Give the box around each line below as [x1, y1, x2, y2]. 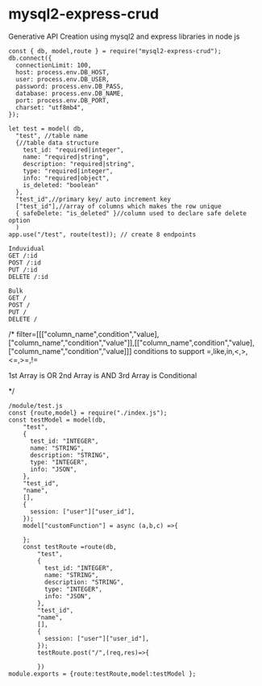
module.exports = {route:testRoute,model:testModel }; [8, 670, 197, 678]
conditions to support [133, 346, 206, 355]
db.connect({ [8, 54, 52, 62]
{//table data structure [15, 139, 99, 147]
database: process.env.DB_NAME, [15, 89, 125, 98]
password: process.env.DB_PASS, [15, 82, 125, 90]
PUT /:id [8, 265, 38, 274]
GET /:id [8, 252, 38, 260]
